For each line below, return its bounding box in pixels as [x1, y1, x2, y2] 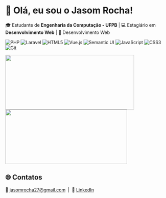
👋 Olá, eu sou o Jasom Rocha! [5, 5, 133, 16]
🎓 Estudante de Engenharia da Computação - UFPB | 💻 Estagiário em [5, 22, 156, 28]
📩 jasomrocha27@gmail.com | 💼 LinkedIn [5, 187, 94, 193]
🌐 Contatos [5, 173, 42, 182]
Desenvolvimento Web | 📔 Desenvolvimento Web [5, 29, 110, 35]
